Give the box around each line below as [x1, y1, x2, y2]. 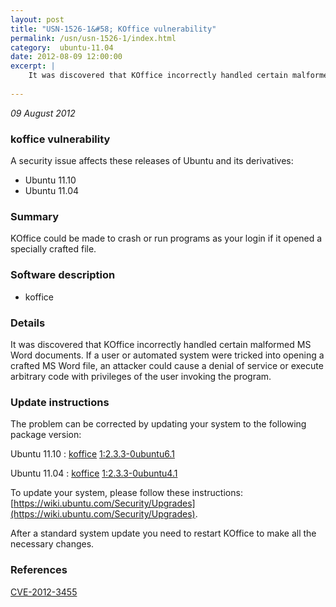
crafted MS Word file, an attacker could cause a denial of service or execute [10, 359, 324, 371]
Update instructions [10, 395, 110, 409]
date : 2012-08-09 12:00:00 [10, 52, 123, 62]
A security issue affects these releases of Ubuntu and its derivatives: [10, 155, 294, 167]
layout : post [10, 14, 65, 25]
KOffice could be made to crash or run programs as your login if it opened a [10, 232, 323, 245]
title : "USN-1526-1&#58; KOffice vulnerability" [10, 24, 217, 34]
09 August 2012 [10, 107, 76, 119]
